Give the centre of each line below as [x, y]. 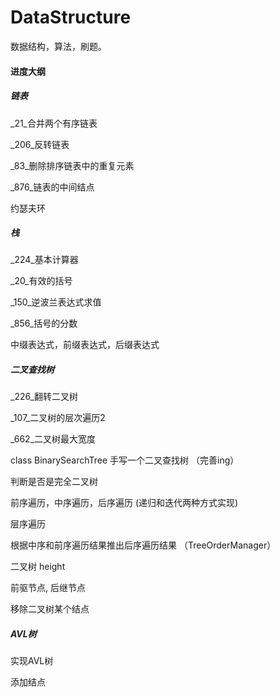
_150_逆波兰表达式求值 [56, 302]
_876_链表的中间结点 [52, 187]
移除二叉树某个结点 [50, 609]
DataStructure [71, 17]
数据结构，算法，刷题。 [58, 46]
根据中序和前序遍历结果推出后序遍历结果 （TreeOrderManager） [143, 545]
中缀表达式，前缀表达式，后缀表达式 [85, 345]
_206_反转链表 [40, 144]
